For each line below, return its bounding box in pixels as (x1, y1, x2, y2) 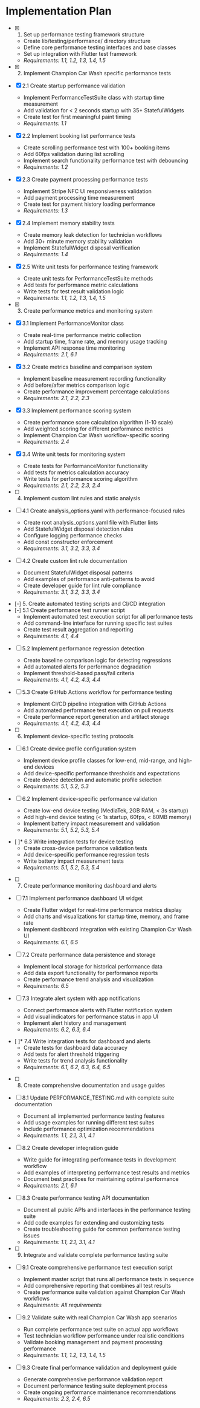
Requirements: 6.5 (23, 982, 69, 989)
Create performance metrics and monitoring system (23, 307, 153, 314)
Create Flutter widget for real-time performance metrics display (23, 906, 182, 913)
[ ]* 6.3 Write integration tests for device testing (14, 838, 134, 845)
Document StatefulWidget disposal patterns (23, 569, 133, 576)
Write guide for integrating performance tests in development (23, 1155, 176, 1163)
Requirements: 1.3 (23, 206, 68, 214)
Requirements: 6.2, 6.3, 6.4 (23, 1025, 91, 1033)
